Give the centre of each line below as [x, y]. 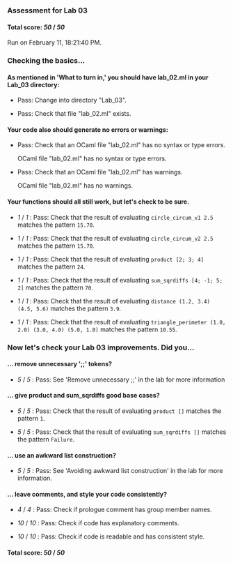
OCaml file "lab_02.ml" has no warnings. [75, 186]
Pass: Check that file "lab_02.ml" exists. [74, 114]
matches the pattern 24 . [51, 267]
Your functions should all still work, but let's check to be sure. [98, 202]
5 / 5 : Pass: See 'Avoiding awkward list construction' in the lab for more [120, 471]
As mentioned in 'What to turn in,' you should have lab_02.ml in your [108, 77]
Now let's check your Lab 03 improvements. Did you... [101, 347]
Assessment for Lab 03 [48, 10]
